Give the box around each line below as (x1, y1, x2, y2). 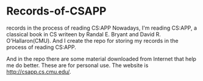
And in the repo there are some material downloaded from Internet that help (6, 55, 197, 62)
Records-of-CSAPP (6, 4, 107, 18)
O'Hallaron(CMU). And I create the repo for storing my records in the (6, 37, 179, 44)
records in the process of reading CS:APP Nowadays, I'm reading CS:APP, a (6, 24, 197, 31)
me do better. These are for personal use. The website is (6, 62, 149, 69)
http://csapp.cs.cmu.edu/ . (6, 68, 71, 75)
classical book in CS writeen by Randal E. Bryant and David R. (6, 30, 162, 37)
